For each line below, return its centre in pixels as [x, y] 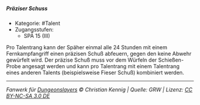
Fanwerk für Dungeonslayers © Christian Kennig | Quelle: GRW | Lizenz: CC [99, 90]
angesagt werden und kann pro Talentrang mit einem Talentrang [101, 66]
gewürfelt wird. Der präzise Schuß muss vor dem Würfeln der [82, 60]
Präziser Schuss [27, 8]
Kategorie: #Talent [37, 23]
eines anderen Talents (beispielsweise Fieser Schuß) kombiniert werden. [95, 72]
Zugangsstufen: [34, 29]
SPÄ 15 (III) [37, 36]
